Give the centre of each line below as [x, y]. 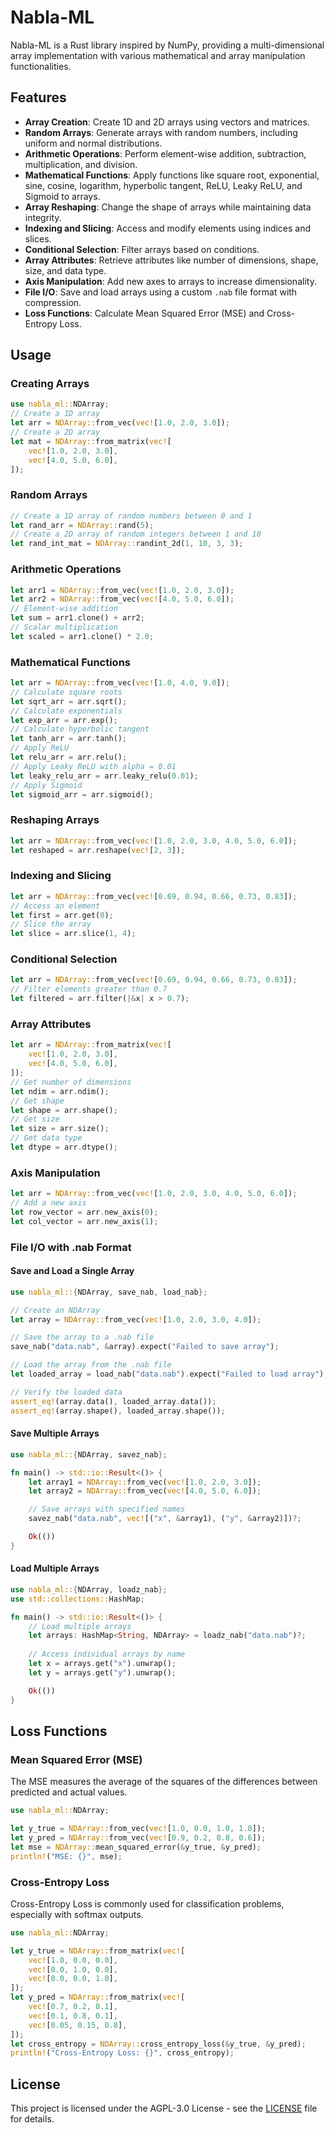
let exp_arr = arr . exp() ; [64, 720]
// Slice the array [51, 924]
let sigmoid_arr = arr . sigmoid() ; [82, 794]
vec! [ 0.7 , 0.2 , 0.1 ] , [73, 2007]
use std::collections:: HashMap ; [77, 1599]
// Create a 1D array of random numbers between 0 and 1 [131, 516]
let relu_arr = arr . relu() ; [69, 757]
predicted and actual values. [69, 1792]
